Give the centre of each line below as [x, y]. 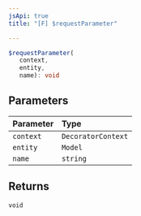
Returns [29, 186]
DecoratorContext [94, 136]
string [74, 158]
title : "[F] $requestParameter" [63, 24]
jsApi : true [28, 16]
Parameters [38, 101]
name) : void [39, 76]
